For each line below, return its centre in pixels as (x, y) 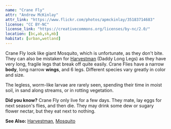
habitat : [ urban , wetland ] (33, 39)
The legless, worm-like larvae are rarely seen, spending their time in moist (84, 84)
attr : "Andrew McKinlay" (32, 15)
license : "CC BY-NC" (27, 24)
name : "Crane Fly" (25, 10)
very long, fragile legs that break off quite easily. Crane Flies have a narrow (85, 64)
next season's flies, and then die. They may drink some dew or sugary (80, 105)
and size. (15, 75)
